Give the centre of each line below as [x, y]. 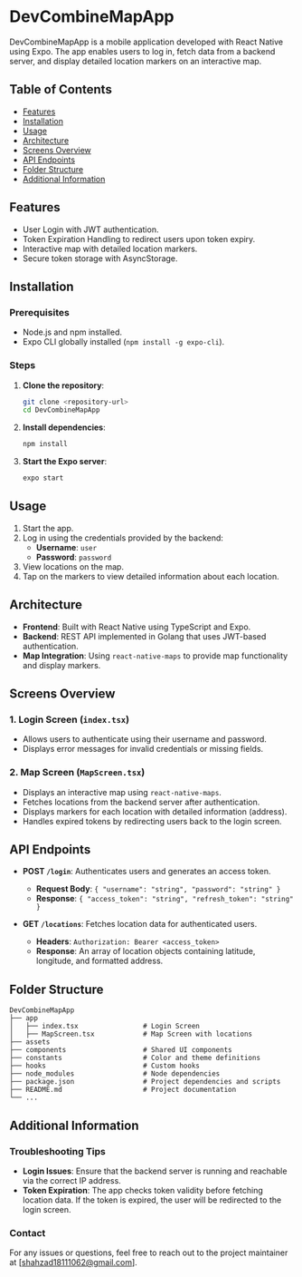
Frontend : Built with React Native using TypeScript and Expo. [137, 627]
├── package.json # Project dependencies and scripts [145, 1082]
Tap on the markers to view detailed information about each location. [151, 576]
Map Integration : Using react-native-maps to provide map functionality [155, 656]
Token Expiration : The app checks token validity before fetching [143, 1190]
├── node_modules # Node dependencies [115, 1074]
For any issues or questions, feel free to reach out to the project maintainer [149, 1253]
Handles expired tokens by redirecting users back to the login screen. [152, 821]
